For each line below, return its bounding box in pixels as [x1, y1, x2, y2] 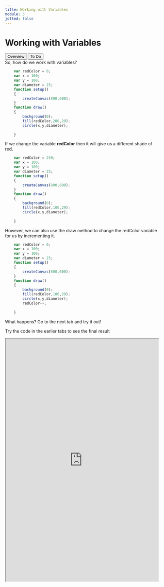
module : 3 [5, 12, 25, 17]
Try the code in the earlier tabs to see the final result [5, 328, 110, 334]
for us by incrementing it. [5, 233, 55, 239]
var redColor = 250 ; [14, 155, 55, 160]
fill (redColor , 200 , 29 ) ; [22, 119, 70, 123]
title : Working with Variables [5, 7, 68, 12]
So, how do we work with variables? [5, 59, 77, 66]
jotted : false [5, 16, 34, 21]
